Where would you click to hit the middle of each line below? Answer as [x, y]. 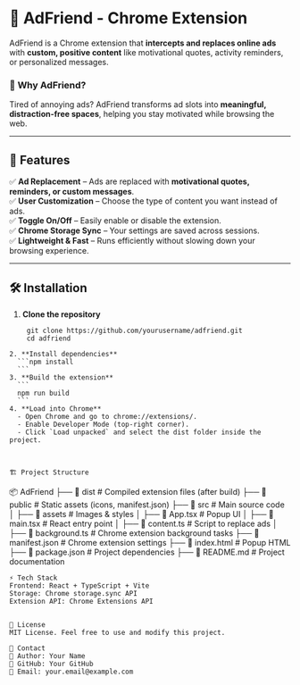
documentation [37, 561]
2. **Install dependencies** [63, 354]
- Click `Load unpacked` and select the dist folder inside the [139, 432]
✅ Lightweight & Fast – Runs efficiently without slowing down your [133, 241]
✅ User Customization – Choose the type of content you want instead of [144, 201]
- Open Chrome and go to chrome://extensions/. [108, 416]
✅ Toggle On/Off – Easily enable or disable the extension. [115, 221]
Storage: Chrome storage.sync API [74, 593]
